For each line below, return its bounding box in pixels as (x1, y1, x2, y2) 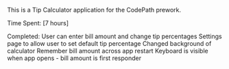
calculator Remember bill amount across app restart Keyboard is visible (7, 47, 208, 55)
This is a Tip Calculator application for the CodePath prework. (7, 6, 182, 14)
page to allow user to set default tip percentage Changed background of (7, 40, 212, 47)
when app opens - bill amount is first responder (7, 54, 142, 62)
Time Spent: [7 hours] (7, 19, 69, 27)
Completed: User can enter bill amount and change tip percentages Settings (7, 32, 223, 40)
